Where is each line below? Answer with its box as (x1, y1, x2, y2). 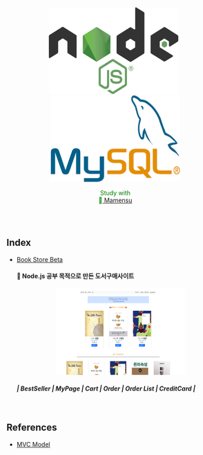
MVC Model (16, 440, 50, 448)
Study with (100, 189, 130, 197)
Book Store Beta (16, 255, 64, 263)
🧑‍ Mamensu (98, 196, 133, 204)
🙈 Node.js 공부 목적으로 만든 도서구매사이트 (16, 272, 135, 280)
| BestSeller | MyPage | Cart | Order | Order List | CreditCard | (16, 384, 196, 393)
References (6, 422, 57, 434)
